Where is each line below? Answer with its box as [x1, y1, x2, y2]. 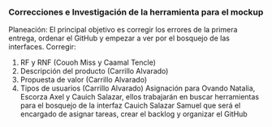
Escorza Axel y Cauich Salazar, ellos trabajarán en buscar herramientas [19, 92, 260, 102]
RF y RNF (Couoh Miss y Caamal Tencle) [19, 57, 157, 67]
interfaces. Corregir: [8, 42, 76, 52]
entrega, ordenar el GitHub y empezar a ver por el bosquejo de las [8, 33, 230, 43]
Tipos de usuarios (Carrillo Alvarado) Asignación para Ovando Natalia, [19, 83, 256, 93]
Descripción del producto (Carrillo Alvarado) [19, 66, 169, 76]
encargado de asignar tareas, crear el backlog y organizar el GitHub [19, 109, 248, 119]
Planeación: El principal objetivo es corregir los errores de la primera [8, 25, 238, 35]
